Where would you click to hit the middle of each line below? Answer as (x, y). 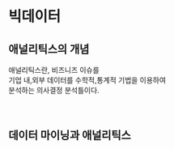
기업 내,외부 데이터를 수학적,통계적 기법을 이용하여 (87, 80)
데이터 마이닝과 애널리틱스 (70, 136)
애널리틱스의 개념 (49, 49)
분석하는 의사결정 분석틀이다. (54, 90)
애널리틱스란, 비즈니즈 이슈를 (54, 70)
